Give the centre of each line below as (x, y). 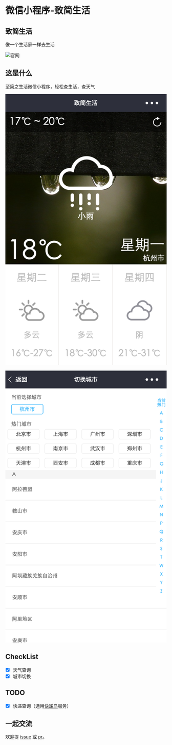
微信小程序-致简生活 (48, 11)
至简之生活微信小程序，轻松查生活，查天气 (50, 86)
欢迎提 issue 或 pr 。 (26, 737)
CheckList (22, 657)
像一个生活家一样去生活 (30, 45)
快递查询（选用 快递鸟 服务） (42, 706)
